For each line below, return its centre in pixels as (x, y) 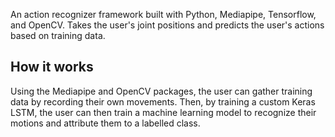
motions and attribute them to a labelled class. (105, 123)
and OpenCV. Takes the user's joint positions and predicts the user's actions (167, 25)
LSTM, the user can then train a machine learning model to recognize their (163, 112)
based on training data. (58, 35)
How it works (52, 67)
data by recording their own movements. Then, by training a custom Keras (163, 101)
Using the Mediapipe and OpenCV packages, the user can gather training (161, 91)
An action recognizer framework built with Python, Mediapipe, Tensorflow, (163, 14)
